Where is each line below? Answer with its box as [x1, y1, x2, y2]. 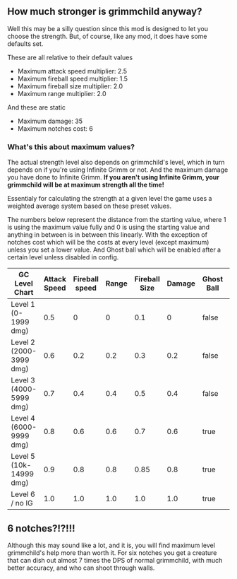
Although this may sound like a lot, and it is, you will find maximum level [7, 541, 215, 549]
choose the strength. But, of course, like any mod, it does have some [7, 32, 207, 40]
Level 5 [11, 452, 35, 462]
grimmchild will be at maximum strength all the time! [7, 180, 164, 189]
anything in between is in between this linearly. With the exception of [7, 230, 208, 239]
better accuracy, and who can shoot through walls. [7, 563, 155, 572]
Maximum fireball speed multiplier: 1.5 [17, 74, 128, 83]
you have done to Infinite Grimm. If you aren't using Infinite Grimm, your [7, 173, 220, 182]
